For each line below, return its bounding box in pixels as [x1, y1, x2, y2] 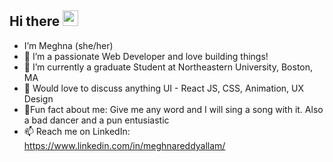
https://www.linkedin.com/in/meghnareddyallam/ [23, 139, 226, 151]
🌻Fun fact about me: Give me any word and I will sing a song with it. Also [23, 103, 324, 115]
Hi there [9, 13, 61, 30]
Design [23, 92, 54, 105]
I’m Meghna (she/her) [23, 39, 114, 51]
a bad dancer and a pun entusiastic [23, 114, 170, 126]
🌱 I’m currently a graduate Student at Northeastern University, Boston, [23, 61, 314, 73]
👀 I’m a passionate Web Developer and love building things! [23, 50, 269, 62]
